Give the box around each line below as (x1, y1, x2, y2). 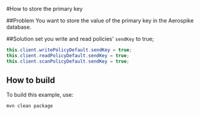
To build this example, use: (6, 91, 74, 99)
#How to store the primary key (6, 5, 83, 12)
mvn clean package (6, 103, 53, 109)
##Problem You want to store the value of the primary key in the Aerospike (6, 17, 194, 24)
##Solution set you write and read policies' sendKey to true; (6, 35, 154, 42)
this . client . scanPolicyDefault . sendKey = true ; (6, 58, 130, 64)
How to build (6, 75, 55, 86)
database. (6, 24, 32, 30)
